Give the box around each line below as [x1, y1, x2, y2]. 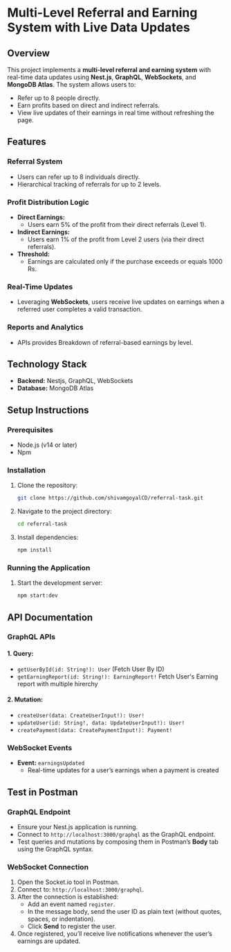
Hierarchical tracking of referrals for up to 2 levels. [17, 180, 161, 188]
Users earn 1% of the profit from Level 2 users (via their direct [27, 235, 205, 244]
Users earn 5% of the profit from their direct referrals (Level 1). [27, 220, 206, 228]
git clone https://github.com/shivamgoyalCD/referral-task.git [17, 495, 204, 502]
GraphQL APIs [7, 632, 56, 642]
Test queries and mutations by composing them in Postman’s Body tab [17, 838, 219, 846]
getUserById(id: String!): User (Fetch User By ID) [17, 665, 165, 673]
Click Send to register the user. [27, 922, 116, 930]
